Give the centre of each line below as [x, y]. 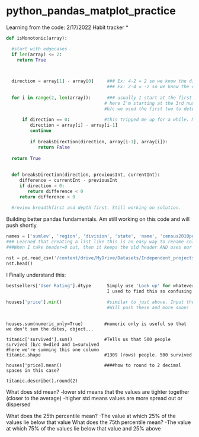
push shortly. [22, 226]
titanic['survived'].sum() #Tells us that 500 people [88, 339]
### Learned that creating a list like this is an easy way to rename [95, 242]
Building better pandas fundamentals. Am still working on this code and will [98, 219]
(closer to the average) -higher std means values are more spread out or [94, 398]
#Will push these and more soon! [148, 308]
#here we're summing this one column [53, 350]
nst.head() [20, 264]
